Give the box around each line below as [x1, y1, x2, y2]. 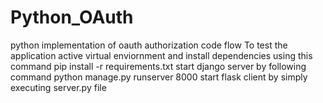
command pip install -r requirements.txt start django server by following [10, 60, 307, 72]
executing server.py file [10, 81, 107, 93]
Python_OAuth [10, 6, 134, 29]
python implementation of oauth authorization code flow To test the [10, 39, 288, 51]
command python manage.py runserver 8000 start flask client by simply [10, 71, 308, 83]
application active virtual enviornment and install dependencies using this [10, 49, 313, 61]
